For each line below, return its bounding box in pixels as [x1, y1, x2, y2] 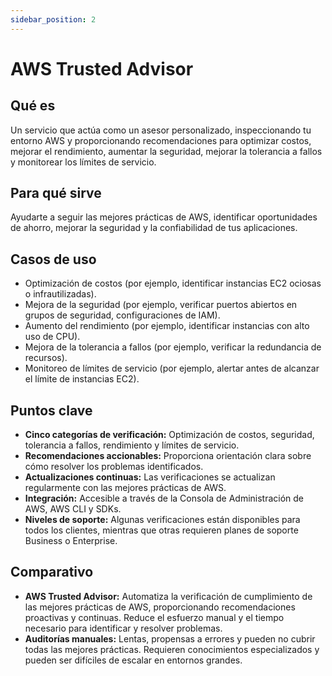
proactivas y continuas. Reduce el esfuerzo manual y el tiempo [24, 611, 285, 623]
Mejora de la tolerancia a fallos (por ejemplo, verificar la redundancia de [24, 341, 322, 353]
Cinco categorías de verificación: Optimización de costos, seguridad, [24, 429, 315, 441]
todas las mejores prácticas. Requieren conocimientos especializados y [24, 643, 320, 655]
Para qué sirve [10, 185, 102, 202]
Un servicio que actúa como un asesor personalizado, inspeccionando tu [10, 124, 312, 136]
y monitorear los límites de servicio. [10, 156, 157, 168]
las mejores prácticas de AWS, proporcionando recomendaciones [24, 601, 296, 613]
